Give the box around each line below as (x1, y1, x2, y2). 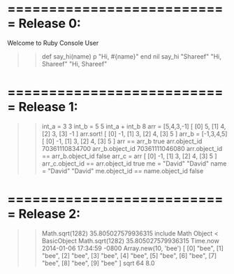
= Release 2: (7, 206, 81, 222)
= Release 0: (7, 15, 82, 31)
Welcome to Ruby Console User (7, 38, 99, 47)
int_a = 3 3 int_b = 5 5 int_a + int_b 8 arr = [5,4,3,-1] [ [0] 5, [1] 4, (41, 122, 226, 130)
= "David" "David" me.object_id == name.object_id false (41, 166, 204, 175)
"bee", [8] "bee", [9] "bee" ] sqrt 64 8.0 (41, 259, 155, 267)
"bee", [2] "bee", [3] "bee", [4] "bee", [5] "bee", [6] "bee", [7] (41, 251, 217, 259)
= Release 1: (7, 99, 78, 115)
